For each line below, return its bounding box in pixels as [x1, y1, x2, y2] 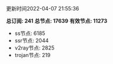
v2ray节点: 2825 [14, 44, 55, 51]
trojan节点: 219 [14, 52, 51, 58]
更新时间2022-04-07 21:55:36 [6, 5, 79, 12]
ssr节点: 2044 [14, 37, 49, 44]
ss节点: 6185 [14, 30, 45, 37]
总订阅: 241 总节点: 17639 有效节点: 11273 [6, 17, 108, 24]
